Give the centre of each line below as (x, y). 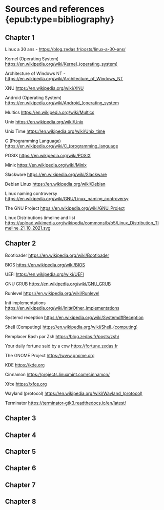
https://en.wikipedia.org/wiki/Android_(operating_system (62, 103)
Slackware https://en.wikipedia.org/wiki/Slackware (56, 174)
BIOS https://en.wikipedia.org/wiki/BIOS (45, 265)
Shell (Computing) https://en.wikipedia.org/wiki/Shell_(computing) (72, 327)
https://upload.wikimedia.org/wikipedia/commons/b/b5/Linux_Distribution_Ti (82, 223)
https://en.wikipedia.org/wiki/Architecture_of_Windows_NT (64, 79)
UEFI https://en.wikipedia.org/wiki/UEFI (45, 274)
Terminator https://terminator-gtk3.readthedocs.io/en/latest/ (66, 403)
